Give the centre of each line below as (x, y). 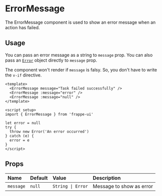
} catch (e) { (20, 136)
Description (107, 178)
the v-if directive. (23, 75)
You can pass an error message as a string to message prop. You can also (79, 55)
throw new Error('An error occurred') (49, 131)
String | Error (70, 186)
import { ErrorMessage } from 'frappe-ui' (49, 114)
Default (39, 178)
